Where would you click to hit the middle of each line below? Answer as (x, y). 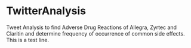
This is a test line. (28, 40)
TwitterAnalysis (46, 11)
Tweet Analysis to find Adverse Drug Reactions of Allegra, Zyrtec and (92, 27)
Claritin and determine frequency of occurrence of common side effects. (95, 33)
